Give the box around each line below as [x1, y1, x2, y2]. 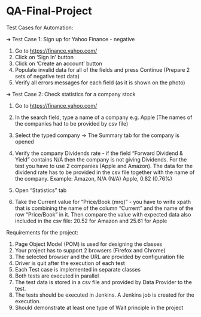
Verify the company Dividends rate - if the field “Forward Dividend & [14, 150, 184, 157]
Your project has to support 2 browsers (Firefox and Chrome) [14, 246, 166, 254]
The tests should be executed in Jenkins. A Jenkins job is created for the [14, 291, 194, 298]
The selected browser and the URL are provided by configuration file [14, 253, 184, 260]
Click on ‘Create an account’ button [14, 60, 103, 67]
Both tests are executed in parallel [14, 272, 99, 279]
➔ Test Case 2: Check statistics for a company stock [6, 90, 136, 97]
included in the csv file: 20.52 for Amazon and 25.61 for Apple [14, 217, 167, 224]
